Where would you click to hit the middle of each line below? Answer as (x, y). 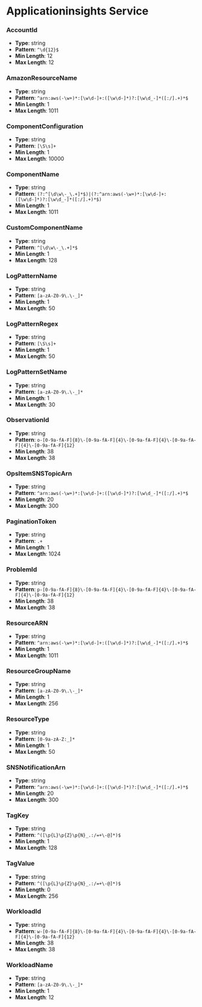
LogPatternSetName (37, 372)
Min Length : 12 (34, 56)
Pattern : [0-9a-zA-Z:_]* (45, 739)
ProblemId (22, 569)
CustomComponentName (45, 228)
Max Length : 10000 (39, 159)
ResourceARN (27, 623)
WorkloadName (30, 965)
